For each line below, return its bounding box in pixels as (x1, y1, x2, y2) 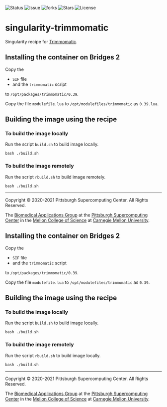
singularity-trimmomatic (5, 22, 109, 33)
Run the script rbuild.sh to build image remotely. (5, 174, 106, 180)
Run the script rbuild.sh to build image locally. (5, 352, 101, 359)
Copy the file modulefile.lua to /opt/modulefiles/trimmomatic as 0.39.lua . (5, 100, 159, 107)
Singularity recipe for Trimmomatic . (5, 38, 78, 44)
